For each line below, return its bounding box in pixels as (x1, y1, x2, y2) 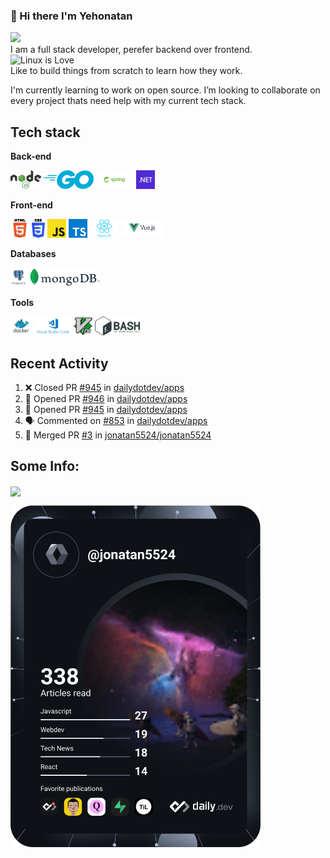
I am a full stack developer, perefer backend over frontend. (10, 44, 253, 56)
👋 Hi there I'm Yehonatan (10, 9, 133, 23)
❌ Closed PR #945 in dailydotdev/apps (24, 381, 185, 393)
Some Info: (10, 458, 80, 475)
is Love (44, 54, 75, 66)
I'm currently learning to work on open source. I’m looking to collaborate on (10, 84, 321, 96)
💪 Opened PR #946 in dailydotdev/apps (24, 392, 188, 404)
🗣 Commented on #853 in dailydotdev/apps (24, 414, 208, 426)
